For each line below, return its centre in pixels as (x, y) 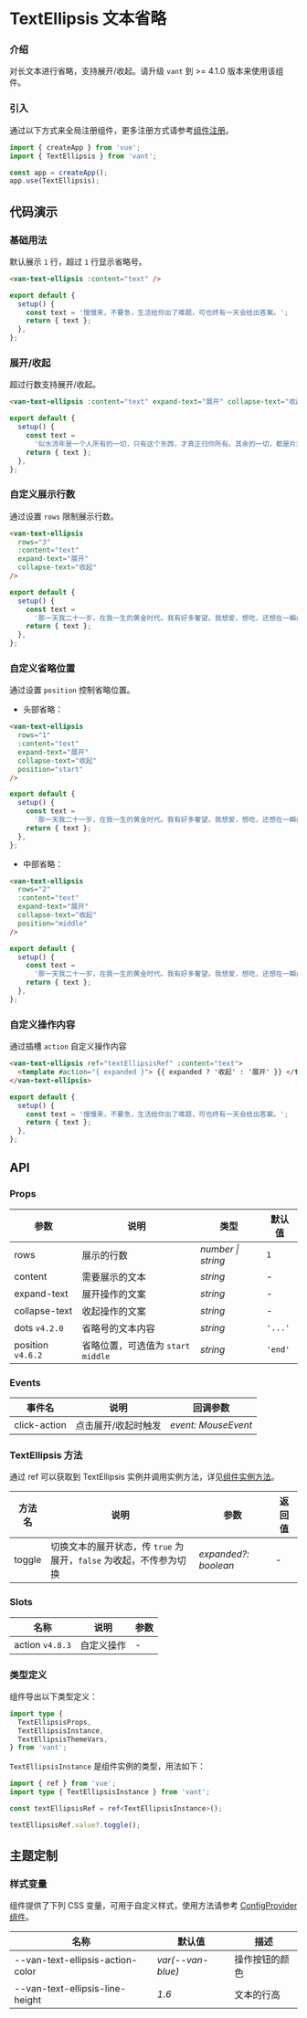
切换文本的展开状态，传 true (111, 1547)
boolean (217, 1566)
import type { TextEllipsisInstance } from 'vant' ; (110, 1792)
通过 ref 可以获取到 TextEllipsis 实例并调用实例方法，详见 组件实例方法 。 (144, 1477)
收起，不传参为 (145, 1560)
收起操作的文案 (114, 1311)
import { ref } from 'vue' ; (63, 1784)
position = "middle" (53, 924)
